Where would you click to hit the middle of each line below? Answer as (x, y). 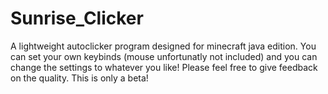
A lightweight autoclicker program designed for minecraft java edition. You (163, 46)
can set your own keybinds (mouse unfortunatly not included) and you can (164, 56)
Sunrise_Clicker (77, 18)
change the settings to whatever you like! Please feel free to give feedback (164, 67)
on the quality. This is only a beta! (79, 78)
